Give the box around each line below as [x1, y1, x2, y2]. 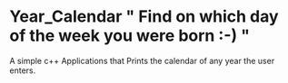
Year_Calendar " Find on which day [9, 6, 279, 27]
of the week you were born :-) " [9, 25, 250, 46]
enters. [9, 65, 36, 76]
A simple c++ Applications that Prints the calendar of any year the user [9, 55, 275, 66]
